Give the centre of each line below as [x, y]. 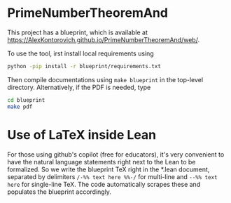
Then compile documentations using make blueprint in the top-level [105, 79]
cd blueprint [26, 100]
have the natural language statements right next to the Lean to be [101, 162]
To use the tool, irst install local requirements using [80, 53]
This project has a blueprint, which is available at [78, 32]
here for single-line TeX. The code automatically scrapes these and [104, 184]
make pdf [20, 107]
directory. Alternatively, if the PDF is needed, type [79, 87]
